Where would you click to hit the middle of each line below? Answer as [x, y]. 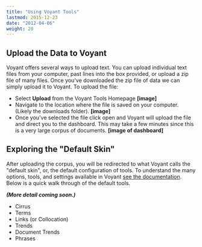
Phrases [25, 238]
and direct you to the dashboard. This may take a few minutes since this [104, 124]
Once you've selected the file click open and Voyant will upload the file [103, 117]
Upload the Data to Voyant [57, 53]
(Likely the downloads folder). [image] [62, 111]
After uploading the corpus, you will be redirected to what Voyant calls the [99, 164]
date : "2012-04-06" [31, 23]
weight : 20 [20, 29]
